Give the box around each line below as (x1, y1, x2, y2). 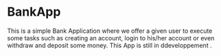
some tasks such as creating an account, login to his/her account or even (7, 33, 215, 42)
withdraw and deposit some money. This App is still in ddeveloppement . (7, 41, 212, 49)
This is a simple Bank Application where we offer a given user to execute (7, 27, 213, 35)
